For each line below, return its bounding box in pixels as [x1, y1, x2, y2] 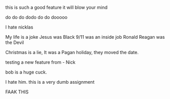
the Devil [5, 39, 24, 45]
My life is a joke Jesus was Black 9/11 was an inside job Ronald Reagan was [5, 34, 165, 40]
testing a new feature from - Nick [5, 59, 75, 65]
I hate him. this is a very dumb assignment [5, 79, 95, 85]
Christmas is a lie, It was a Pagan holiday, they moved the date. [5, 49, 139, 55]
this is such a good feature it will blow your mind [5, 5, 108, 10]
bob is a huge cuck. [5, 69, 47, 75]
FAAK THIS [5, 89, 29, 95]
